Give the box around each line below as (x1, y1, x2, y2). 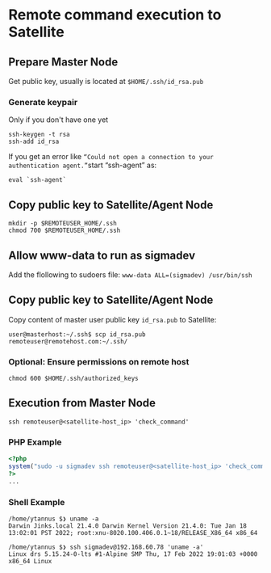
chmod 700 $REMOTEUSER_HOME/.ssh (8, 226, 121, 235)
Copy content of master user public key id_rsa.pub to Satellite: (8, 314, 217, 324)
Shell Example (8, 496, 65, 508)
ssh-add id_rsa (8, 137, 60, 146)
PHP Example (8, 436, 62, 448)
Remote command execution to (8, 6, 222, 24)
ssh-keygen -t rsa (8, 131, 70, 139)
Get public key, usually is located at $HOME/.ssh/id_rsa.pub (8, 77, 204, 86)
